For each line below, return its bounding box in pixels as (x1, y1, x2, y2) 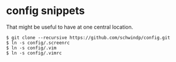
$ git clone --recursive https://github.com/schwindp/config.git (6, 35, 170, 40)
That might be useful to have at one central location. (6, 23, 133, 30)
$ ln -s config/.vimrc (6, 50, 62, 56)
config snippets (6, 4, 85, 18)
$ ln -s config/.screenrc (6, 40, 70, 46)
